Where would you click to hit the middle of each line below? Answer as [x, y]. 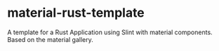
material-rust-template [76, 13]
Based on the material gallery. [50, 39]
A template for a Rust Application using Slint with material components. [110, 32]
